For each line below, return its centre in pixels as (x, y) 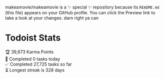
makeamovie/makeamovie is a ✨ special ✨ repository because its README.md (82, 7)
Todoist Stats (33, 38)
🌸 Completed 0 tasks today (33, 59)
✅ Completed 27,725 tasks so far (39, 64)
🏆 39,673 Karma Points (29, 52)
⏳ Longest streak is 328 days (35, 70)
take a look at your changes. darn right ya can (52, 18)
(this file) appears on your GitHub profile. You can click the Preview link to (80, 13)
